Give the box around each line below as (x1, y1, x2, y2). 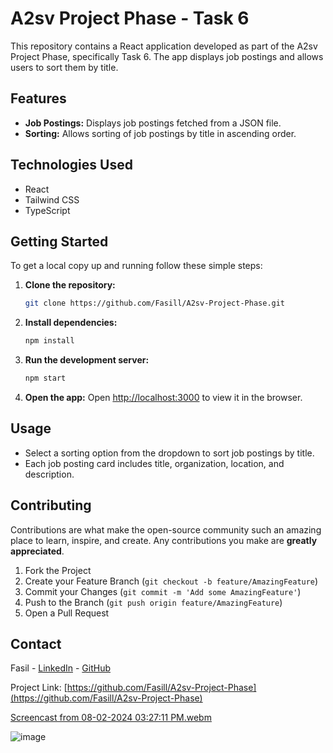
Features (10, 90, 67, 107)
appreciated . (10, 545, 65, 557)
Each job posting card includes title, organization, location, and (24, 457, 285, 469)
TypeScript (24, 204, 71, 216)
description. (24, 468, 75, 480)
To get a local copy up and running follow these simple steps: (10, 260, 263, 272)
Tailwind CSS (24, 193, 80, 206)
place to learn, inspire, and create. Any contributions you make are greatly (10, 534, 318, 546)
